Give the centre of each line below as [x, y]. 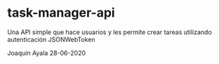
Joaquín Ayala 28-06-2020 [47, 53]
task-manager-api [61, 13]
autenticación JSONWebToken [52, 39]
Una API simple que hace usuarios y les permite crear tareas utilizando [109, 32]
